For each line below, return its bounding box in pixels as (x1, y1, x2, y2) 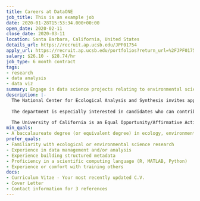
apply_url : (6, 48, 33, 54)
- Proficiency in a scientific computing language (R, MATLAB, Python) (6, 158, 187, 164)
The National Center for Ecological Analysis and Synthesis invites (11, 97, 185, 103)
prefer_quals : (6, 136, 42, 142)
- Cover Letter (6, 180, 44, 187)
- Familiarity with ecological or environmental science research (6, 141, 174, 147)
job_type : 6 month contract (6, 58, 76, 64)
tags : (6, 64, 20, 70)
